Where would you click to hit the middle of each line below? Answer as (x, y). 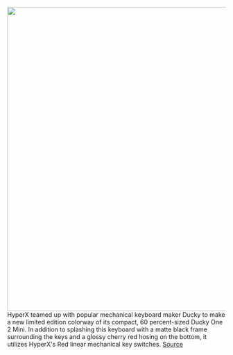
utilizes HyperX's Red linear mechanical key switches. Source (95, 344)
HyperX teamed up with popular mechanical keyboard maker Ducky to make (116, 315)
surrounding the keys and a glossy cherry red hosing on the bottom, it (107, 337)
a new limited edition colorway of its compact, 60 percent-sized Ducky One (115, 322)
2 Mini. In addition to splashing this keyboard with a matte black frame (107, 329)
